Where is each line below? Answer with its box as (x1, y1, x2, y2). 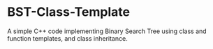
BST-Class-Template (7, 4, 131, 20)
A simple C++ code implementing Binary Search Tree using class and (7, 27, 207, 35)
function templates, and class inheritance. (7, 34, 128, 42)
